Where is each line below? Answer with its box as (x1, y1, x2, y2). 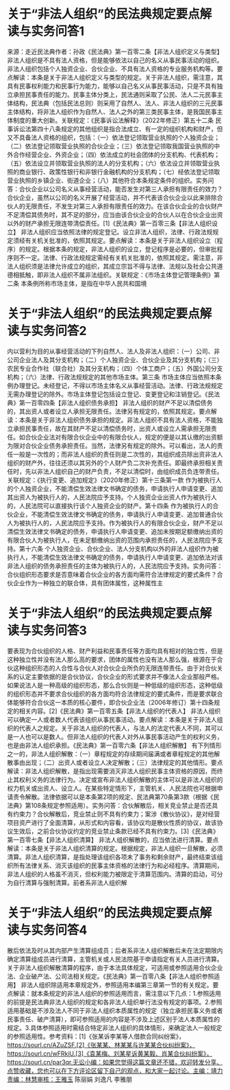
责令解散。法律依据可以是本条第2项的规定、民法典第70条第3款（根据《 (12, 793, 214, 801)
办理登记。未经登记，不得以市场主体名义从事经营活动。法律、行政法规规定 (12, 381, 223, 389)
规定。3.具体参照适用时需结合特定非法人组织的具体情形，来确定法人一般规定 (7, 1023, 222, 1032)
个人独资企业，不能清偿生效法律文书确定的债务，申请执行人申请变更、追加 (12, 484, 223, 492)
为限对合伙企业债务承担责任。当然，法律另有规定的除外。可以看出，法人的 (7, 441, 217, 450)
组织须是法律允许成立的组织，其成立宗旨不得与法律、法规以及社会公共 (18, 262, 217, 270)
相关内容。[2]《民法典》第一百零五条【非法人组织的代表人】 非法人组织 (18, 707, 221, 715)
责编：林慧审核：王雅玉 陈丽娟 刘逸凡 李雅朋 (7, 1075, 132, 1083)
